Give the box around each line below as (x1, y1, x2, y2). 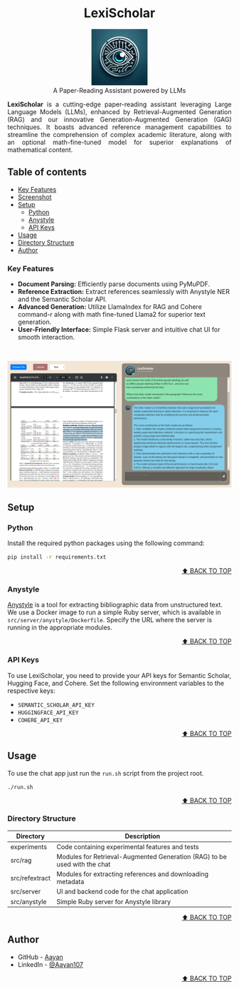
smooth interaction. (17, 333, 75, 342)
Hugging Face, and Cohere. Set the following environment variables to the (7, 679, 225, 687)
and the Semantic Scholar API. (17, 295, 107, 304)
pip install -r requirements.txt (7, 554, 107, 561)
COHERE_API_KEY (17, 716, 63, 724)
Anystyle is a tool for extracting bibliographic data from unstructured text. (7, 601, 223, 609)
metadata (56, 878, 85, 886)
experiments (10, 842, 48, 851)
